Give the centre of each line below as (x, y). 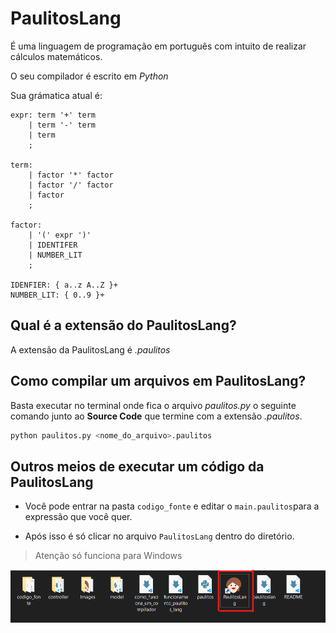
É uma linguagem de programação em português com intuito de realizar (158, 46)
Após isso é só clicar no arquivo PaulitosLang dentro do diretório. (159, 536)
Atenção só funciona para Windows (108, 556)
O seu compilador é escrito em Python (89, 76)
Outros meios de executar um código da (137, 466)
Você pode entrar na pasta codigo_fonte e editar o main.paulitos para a (172, 506)
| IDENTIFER (53, 245)
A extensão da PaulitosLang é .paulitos (90, 349)
